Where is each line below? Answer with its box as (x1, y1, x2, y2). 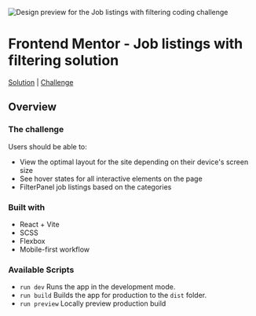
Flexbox (19, 236, 46, 245)
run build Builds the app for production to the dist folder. (19, 291, 207, 300)
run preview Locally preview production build (19, 299, 166, 308)
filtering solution (8, 52, 119, 70)
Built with (8, 201, 46, 212)
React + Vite (19, 219, 60, 229)
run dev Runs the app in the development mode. (19, 282, 176, 292)
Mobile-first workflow (19, 244, 90, 254)
